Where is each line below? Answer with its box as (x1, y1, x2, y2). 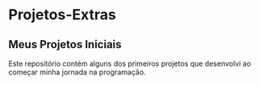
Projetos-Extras (8, 6, 117, 24)
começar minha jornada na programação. (8, 67, 147, 77)
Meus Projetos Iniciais (8, 38, 123, 51)
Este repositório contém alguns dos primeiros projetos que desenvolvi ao (8, 59, 252, 68)
